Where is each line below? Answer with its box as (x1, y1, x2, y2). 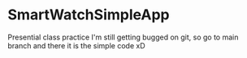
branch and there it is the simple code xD (7, 40, 145, 50)
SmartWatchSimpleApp (7, 6, 170, 24)
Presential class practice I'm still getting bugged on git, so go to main (7, 32, 239, 42)
